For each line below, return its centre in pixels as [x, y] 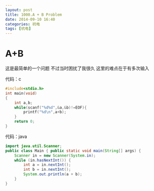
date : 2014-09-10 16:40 [30, 19]
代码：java [16, 136]
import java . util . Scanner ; [34, 146]
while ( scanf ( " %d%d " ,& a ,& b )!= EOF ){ [50, 107]
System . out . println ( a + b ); [53, 174]
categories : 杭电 [23, 24]
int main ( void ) [21, 93]
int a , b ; [23, 103]
